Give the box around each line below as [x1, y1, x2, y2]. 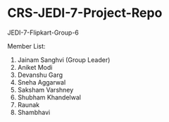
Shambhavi [17, 108, 51, 116]
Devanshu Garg [17, 71, 63, 79]
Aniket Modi [17, 63, 53, 71]
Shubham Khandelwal [17, 93, 81, 102]
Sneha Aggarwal [17, 78, 66, 86]
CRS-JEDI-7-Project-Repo [7, 5, 163, 21]
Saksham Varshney [17, 85, 74, 94]
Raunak [17, 100, 40, 109]
